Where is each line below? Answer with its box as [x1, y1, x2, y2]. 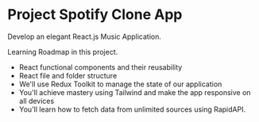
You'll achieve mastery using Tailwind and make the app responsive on [18, 87, 251, 97]
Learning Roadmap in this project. [7, 47, 118, 56]
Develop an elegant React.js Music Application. [7, 32, 162, 41]
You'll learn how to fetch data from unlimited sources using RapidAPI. [18, 105, 246, 114]
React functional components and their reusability [18, 62, 183, 72]
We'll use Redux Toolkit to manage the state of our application [18, 79, 222, 89]
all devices [18, 96, 55, 105]
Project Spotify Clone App [7, 6, 183, 24]
